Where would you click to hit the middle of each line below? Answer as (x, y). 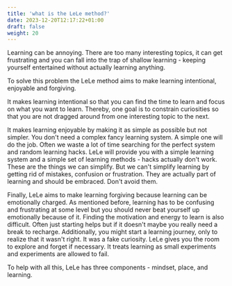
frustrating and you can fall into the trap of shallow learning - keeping (107, 60)
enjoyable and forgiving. (42, 88)
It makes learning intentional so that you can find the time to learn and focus (116, 102)
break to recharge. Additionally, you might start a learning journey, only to (113, 232)
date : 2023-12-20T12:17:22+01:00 (56, 20)
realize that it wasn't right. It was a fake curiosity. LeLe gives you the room (114, 239)
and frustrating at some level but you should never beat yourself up (103, 210)
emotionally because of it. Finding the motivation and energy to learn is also (116, 217)
